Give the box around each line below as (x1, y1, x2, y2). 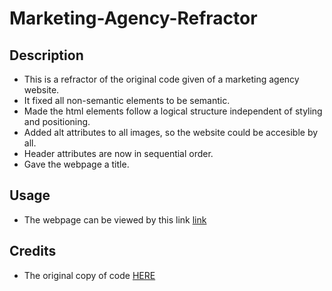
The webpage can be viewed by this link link (23, 213, 207, 226)
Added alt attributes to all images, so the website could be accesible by (23, 127, 319, 138)
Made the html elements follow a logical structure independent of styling (23, 105, 323, 117)
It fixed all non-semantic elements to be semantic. (23, 95, 231, 106)
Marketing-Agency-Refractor (9, 7, 258, 30)
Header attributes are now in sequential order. (23, 148, 214, 159)
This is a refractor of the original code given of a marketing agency (23, 73, 300, 85)
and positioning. (23, 116, 91, 127)
